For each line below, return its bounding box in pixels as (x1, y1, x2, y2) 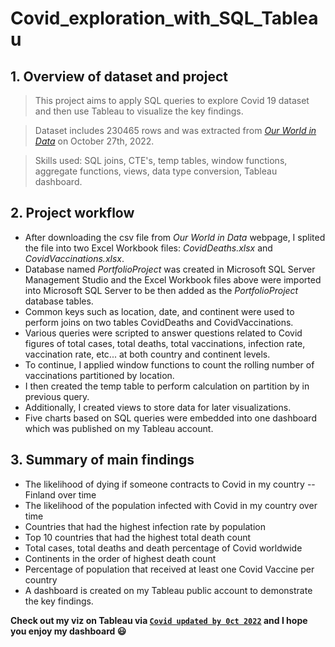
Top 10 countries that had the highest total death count (24, 531, 252, 543)
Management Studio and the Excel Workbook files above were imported (24, 273, 322, 286)
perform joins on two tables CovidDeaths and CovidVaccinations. (24, 316, 294, 328)
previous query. (24, 390, 90, 402)
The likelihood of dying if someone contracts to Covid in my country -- (24, 478, 316, 490)
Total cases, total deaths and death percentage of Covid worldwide (24, 542, 303, 554)
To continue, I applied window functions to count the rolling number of (24, 358, 315, 371)
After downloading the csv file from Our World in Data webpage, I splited (24, 231, 326, 243)
